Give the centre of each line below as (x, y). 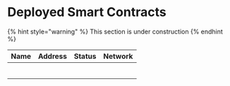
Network (118, 56)
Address (52, 56)
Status (85, 56)
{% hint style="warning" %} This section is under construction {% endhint (115, 31)
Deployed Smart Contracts (87, 12)
